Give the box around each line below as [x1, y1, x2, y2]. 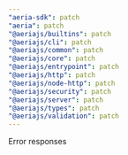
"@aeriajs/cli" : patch [8, 37, 92, 47]
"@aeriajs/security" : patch [8, 87, 112, 96]
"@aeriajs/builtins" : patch [8, 29, 112, 38]
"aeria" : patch [8, 21, 64, 30]
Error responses [8, 136, 67, 147]
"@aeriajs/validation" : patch [8, 112, 120, 120]
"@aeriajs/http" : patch [8, 71, 96, 80]
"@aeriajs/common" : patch [8, 46, 103, 55]
